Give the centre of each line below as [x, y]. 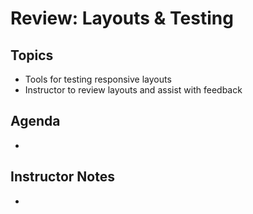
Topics [32, 55]
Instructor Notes [62, 177]
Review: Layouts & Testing [122, 18]
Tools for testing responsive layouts [98, 79]
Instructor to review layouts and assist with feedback [133, 90]
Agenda [35, 121]
